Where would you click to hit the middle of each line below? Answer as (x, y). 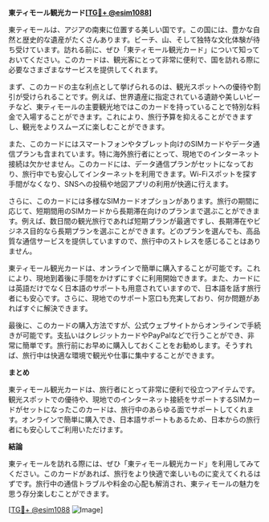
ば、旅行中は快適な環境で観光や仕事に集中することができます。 (114, 355)
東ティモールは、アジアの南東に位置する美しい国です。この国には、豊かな (131, 30)
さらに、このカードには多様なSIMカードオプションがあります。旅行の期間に (134, 201)
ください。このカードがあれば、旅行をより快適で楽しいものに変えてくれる (131, 473)
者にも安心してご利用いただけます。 (68, 429)
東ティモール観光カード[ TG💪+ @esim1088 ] (80, 12)
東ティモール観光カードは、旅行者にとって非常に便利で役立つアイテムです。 (134, 389)
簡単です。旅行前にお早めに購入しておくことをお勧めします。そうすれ (137, 345)
